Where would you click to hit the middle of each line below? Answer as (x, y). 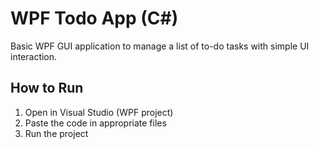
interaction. (34, 56)
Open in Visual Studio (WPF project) (99, 112)
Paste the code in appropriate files (95, 123)
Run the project (56, 133)
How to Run (47, 88)
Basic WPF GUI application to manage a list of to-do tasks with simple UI (160, 46)
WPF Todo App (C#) (94, 18)
